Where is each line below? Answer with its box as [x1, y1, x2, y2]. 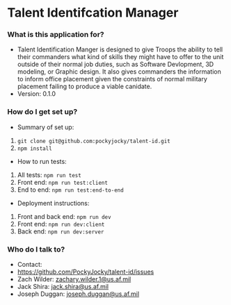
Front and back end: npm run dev [17, 212, 111, 220]
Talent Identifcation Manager [7, 5, 179, 21]
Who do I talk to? [7, 245, 65, 254]
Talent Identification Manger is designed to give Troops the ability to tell [17, 45, 223, 53]
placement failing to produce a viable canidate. [17, 82, 152, 91]
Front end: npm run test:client [17, 178, 108, 186]
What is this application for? [7, 30, 104, 40]
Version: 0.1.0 [17, 90, 56, 98]
